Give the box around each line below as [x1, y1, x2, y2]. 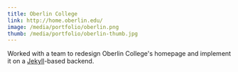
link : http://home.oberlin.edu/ [7, 17, 103, 24]
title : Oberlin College [7, 10, 78, 18]
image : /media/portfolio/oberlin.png [7, 23, 119, 30]
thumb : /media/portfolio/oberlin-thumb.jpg [7, 30, 139, 37]
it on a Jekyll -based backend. [7, 57, 94, 66]
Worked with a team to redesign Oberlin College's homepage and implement [7, 49, 232, 58]
